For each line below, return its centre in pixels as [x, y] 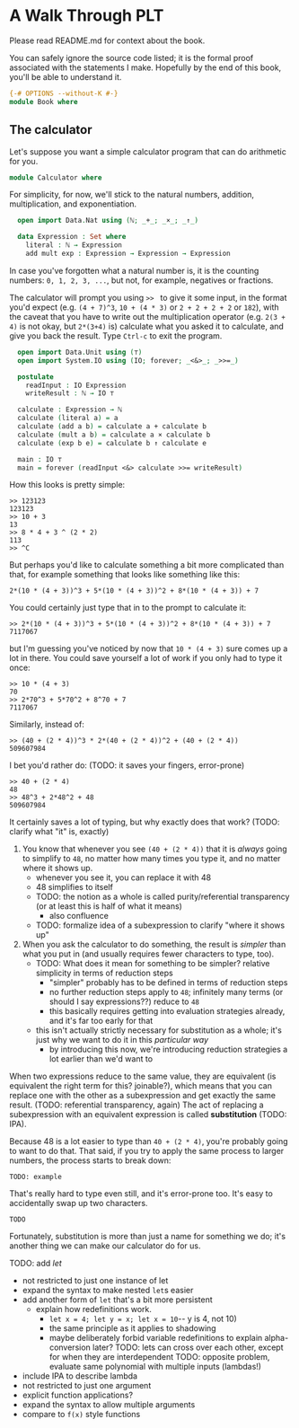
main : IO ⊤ [40, 459]
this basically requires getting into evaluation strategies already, [167, 1011]
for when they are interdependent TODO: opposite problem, [159, 1357]
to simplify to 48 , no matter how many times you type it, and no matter [151, 859]
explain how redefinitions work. [94, 1309]
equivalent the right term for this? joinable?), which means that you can [141, 1086]
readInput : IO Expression [76, 385]
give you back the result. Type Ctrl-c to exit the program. [116, 335]
